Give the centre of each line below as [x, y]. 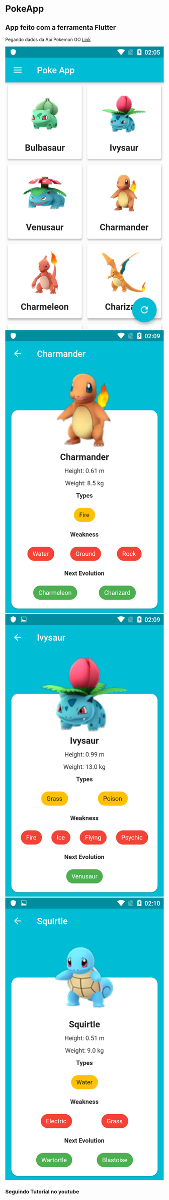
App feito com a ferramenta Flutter [61, 28]
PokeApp [25, 9]
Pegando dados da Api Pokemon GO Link [48, 39]
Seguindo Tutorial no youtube [42, 1191]
